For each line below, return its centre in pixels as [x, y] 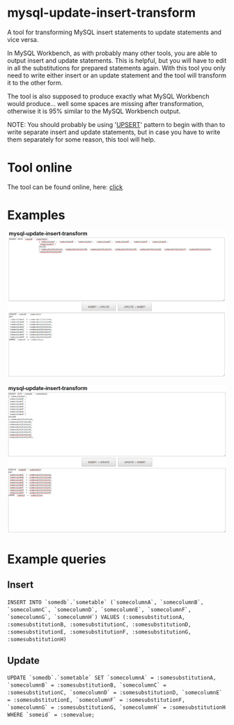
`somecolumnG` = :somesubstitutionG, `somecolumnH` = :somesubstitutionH [117, 708]
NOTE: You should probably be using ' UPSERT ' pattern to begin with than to [116, 124]
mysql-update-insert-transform [102, 13]
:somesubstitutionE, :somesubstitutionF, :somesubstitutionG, [99, 632]
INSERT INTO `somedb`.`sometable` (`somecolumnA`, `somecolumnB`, [106, 602]
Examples [36, 215]
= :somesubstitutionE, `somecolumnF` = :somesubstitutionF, [96, 700]
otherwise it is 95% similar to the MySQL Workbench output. [94, 111]
